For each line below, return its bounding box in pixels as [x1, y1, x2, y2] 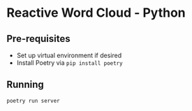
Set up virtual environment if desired [16, 51, 122, 59]
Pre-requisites [6, 33, 71, 45]
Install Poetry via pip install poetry [16, 59, 123, 67]
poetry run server [6, 97, 60, 104]
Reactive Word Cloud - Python [6, 5, 186, 21]
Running [6, 79, 45, 91]
